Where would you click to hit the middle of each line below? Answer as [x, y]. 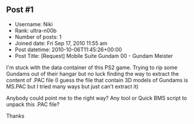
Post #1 [20, 10]
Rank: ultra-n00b [36, 30]
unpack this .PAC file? [33, 104]
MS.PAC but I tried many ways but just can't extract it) [72, 86]
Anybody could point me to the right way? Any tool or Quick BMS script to [97, 98]
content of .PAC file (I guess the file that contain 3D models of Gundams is [97, 80]
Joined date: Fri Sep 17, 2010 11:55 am [61, 43]
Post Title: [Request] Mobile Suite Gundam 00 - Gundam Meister [94, 55]
